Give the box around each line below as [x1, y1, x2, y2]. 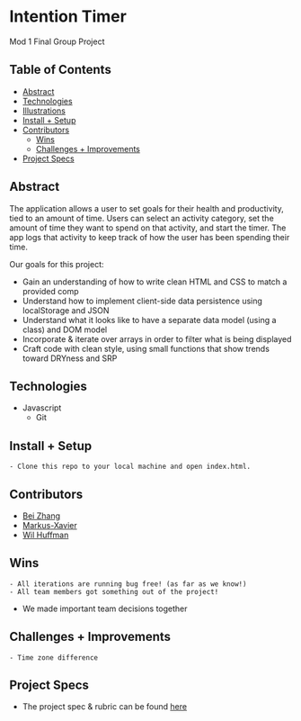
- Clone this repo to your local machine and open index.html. [9, 462, 252, 472]
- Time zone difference [9, 653, 99, 662]
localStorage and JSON [22, 304, 110, 316]
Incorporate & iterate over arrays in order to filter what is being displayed [22, 333, 292, 344]
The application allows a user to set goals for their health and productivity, [9, 203, 285, 213]
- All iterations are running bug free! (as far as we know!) [9, 579, 247, 589]
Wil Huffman [22, 529, 69, 540]
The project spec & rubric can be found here [22, 701, 187, 712]
